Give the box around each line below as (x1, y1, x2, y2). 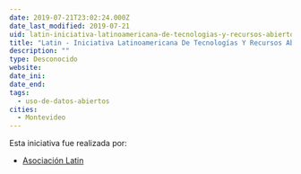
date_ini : (9, 72, 47, 81)
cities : (9, 105, 39, 114)
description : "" (9, 47, 70, 56)
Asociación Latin (21, 155, 84, 166)
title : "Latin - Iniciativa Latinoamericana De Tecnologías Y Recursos (9, 38, 282, 48)
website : (9, 64, 42, 73)
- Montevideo (17, 113, 66, 122)
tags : (9, 88, 30, 97)
